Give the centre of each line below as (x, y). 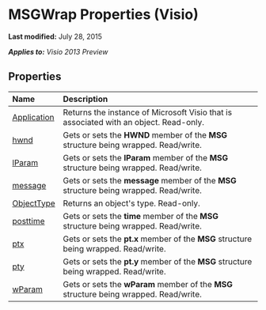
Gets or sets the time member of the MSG (141, 216)
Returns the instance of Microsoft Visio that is (147, 112)
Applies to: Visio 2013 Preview (58, 51)
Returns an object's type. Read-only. (131, 203)
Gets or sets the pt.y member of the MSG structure (158, 261)
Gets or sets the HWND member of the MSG (145, 134)
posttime (28, 221)
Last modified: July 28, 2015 (55, 36)
